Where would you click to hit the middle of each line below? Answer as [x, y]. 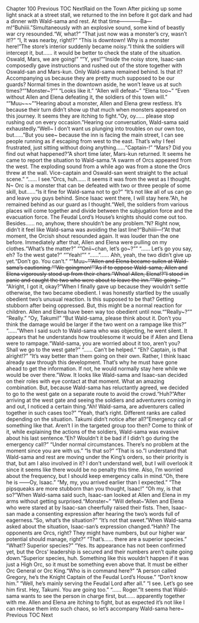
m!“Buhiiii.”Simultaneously [38, 27]
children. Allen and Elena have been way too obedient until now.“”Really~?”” [99, 312]
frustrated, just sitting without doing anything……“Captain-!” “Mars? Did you [99, 147]
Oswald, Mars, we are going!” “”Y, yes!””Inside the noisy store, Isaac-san [96, 59]
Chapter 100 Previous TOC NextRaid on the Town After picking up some [94, 9]
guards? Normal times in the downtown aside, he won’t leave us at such [94, 84]
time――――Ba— [131, 21]
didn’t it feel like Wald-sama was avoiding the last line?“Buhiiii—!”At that [94, 229]
